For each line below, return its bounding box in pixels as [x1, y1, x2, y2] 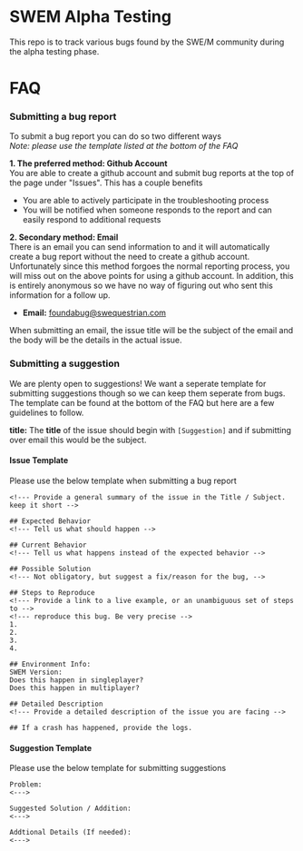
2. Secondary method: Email [9, 232, 119, 242]
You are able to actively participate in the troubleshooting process [22, 195, 269, 206]
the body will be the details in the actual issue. [9, 334, 183, 346]
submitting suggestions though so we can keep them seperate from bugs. [9, 388, 286, 399]
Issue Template [9, 455, 69, 466]
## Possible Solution [9, 564, 92, 573]
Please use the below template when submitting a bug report [9, 475, 238, 486]
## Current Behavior [9, 540, 88, 549]
